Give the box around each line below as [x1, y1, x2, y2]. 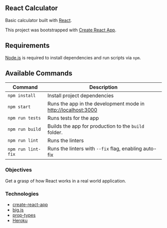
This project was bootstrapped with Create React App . [5, 27, 117, 33]
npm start [7, 104, 31, 110]
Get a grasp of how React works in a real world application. [5, 178, 126, 184]
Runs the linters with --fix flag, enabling [47, 145, 142, 152]
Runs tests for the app [47, 115, 99, 122]
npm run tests [7, 115, 41, 121]
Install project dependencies [47, 92, 114, 99]
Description [89, 84, 118, 91]
